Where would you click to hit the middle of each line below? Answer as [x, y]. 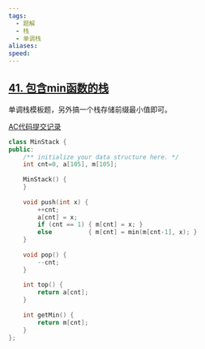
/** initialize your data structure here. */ [101, 157]
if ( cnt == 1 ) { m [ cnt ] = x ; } [90, 225]
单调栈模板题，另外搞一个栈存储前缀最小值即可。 [90, 109]
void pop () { [45, 255]
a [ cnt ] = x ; [58, 217]
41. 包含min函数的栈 [59, 89]
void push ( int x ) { [56, 202]
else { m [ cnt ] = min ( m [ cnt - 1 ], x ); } [117, 232]
